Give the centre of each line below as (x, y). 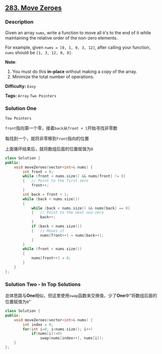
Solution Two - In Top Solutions (43, 284)
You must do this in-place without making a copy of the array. (75, 71)
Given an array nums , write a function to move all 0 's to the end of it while (78, 33)
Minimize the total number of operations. (53, 77)
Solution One (21, 108)
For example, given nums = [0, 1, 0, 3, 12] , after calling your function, (78, 47)
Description (19, 22)
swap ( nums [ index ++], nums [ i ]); (72, 338)
